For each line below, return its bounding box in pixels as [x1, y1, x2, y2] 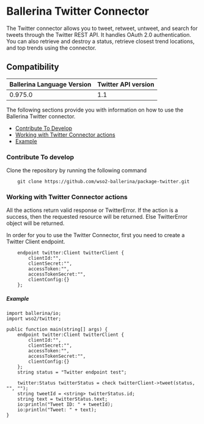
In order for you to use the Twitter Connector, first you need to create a [6, 232, 185, 239]
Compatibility [6, 62, 59, 72]
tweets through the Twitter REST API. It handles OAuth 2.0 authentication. [6, 31, 191, 38]
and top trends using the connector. [6, 44, 97, 51]
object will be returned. [6, 219, 65, 227]
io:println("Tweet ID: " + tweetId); [17, 401, 114, 408]
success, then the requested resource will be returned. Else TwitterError [6, 213, 188, 221]
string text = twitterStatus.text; [17, 396, 108, 403]
